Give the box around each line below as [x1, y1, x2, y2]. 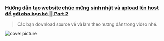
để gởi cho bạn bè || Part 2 [5, 10, 69, 17]
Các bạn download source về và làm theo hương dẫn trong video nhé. [17, 21, 158, 27]
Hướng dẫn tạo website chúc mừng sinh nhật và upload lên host [5, 4, 159, 11]
